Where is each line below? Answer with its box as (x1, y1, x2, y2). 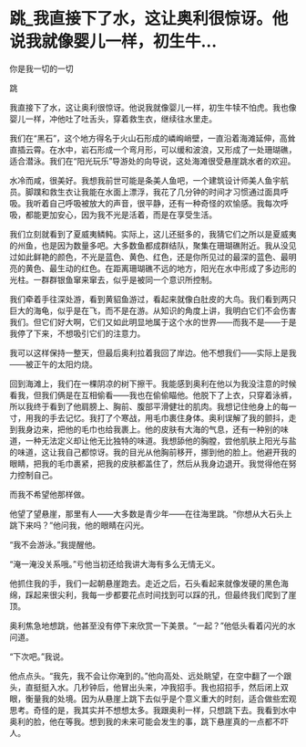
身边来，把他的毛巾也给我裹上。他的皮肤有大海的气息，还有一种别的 (25, 424, 280, 435)
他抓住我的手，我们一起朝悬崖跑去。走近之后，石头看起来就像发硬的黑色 (9, 577, 280, 589)
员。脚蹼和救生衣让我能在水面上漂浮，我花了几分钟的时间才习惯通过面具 (9, 186, 280, 197)
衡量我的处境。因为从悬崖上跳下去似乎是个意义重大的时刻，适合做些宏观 (25, 693, 297, 704)
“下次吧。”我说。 (9, 650, 69, 662)
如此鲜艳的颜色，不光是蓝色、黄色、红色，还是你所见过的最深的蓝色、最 (16, 251, 289, 262)
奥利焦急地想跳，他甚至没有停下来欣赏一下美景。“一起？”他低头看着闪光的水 (9, 620, 296, 631)
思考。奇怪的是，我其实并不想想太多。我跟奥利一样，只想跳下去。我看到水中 (9, 704, 297, 715)
